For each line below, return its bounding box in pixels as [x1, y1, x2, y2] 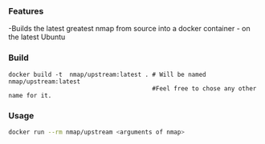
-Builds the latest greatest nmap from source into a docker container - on [8, 24, 251, 34]
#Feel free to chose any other [152, 84, 257, 93]
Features [8, 6, 44, 17]
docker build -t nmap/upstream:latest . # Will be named [8, 70, 206, 78]
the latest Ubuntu [8, 32, 66, 42]
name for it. [8, 91, 52, 99]
